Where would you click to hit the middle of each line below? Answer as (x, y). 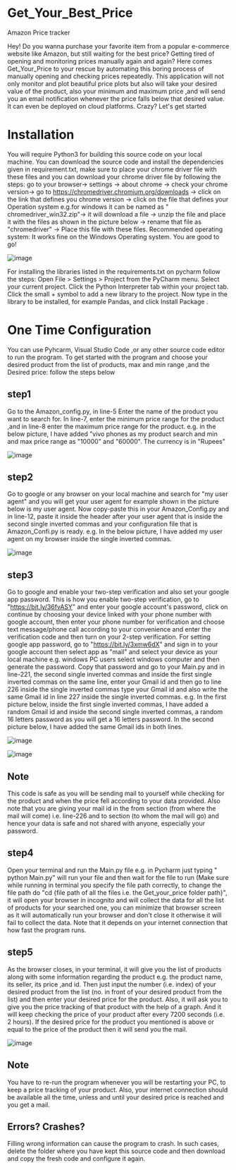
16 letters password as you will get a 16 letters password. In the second (111, 719)
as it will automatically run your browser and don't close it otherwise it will (114, 915)
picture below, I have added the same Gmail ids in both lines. (95, 727)
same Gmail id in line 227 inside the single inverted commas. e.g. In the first (117, 697)
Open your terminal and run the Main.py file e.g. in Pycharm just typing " (112, 870)
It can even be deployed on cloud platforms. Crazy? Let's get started (107, 106)
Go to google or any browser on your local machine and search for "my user (118, 494)
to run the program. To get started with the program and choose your (107, 357)
